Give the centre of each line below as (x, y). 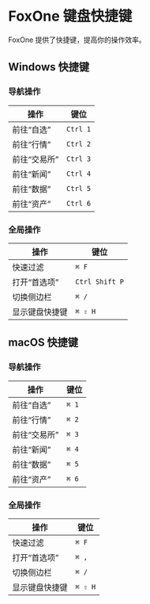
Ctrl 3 (79, 159)
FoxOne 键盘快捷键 (70, 16)
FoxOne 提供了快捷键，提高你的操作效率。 (77, 40)
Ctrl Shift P (100, 281)
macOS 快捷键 (43, 343)
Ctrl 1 (79, 129)
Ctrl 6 (79, 203)
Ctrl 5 (79, 188)
